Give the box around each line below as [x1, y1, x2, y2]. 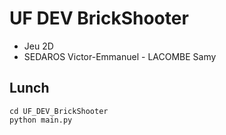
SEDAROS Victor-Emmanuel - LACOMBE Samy [23, 50, 217, 62]
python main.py [9, 115, 73, 125]
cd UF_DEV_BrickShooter [9, 106, 109, 116]
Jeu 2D [23, 40, 54, 52]
